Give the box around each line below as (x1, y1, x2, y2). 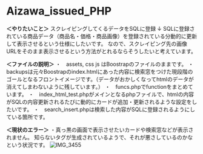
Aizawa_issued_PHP (6, 4, 112, 18)
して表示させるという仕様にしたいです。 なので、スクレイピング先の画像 (6, 40, 188, 47)
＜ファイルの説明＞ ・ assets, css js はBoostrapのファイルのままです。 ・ (6, 60, 194, 68)
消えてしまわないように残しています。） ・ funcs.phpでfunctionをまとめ (6, 83, 188, 90)
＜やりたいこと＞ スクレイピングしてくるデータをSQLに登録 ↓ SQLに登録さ (6, 25, 195, 32)
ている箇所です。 (6, 113, 48, 120)
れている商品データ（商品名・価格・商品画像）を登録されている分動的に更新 (6, 32, 198, 40)
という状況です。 (6, 141, 48, 149)
